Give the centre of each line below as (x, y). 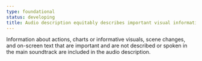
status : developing (31, 17)
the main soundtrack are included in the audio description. (78, 52)
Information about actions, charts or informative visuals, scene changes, (96, 40)
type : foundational (31, 12)
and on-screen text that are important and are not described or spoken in (97, 46)
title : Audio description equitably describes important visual (88, 23)
